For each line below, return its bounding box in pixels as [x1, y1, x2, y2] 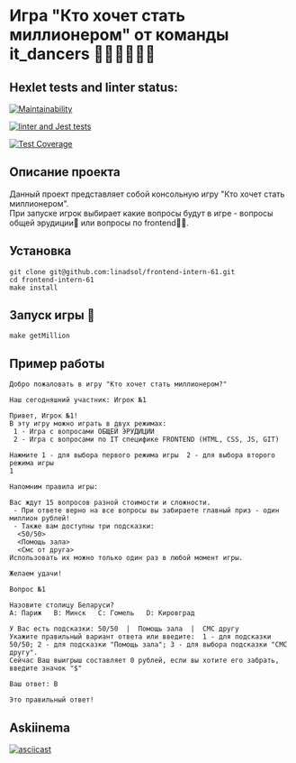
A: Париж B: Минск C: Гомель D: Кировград [9, 609, 195, 618]
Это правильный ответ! [9, 695, 94, 704]
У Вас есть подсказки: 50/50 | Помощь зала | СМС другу [9, 624, 240, 634]
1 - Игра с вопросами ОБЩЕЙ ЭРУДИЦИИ [13, 427, 155, 437]
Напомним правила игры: [9, 483, 99, 492]
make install [9, 283, 58, 292]
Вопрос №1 [9, 585, 47, 594]
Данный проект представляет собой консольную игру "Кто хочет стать [9, 188, 285, 199]
